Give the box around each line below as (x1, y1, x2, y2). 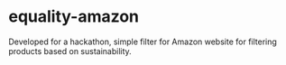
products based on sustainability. (8, 45, 132, 56)
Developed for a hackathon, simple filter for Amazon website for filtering (8, 36, 277, 47)
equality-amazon (8, 6, 140, 27)
